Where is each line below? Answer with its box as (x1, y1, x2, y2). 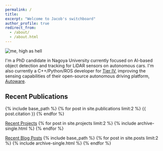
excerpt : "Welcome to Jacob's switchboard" (5, 16, 96, 21)
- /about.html (9, 35, 38, 40)
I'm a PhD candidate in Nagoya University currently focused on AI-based (5, 57, 153, 63)
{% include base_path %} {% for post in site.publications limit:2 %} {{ (5, 105, 146, 111)
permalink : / (5, 7, 32, 12)
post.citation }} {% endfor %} (5, 111, 65, 117)
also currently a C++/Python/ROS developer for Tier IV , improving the (5, 68, 146, 74)
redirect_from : (5, 25, 36, 30)
